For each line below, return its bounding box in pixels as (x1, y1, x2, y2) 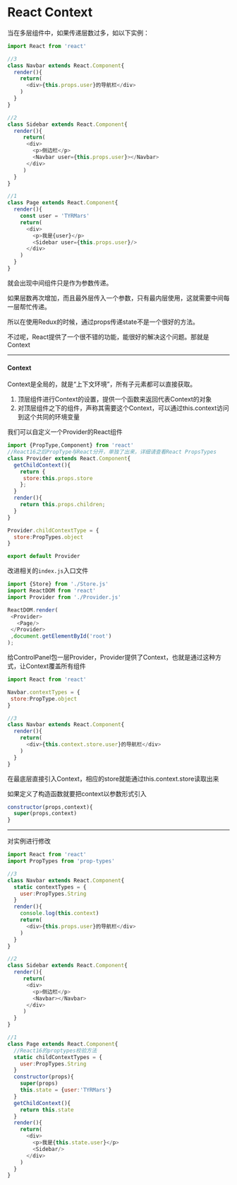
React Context (7, 4, 93, 21)
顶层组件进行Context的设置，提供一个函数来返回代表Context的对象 (17, 395, 212, 404)
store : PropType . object (10, 695, 78, 702)
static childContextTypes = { (13, 1053, 102, 1061)
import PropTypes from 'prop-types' (7, 858, 115, 865)
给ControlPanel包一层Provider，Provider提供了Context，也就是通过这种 (7, 653, 216, 662)
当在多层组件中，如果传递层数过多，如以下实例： (7, 28, 150, 37)
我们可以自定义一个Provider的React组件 (7, 428, 123, 436)
